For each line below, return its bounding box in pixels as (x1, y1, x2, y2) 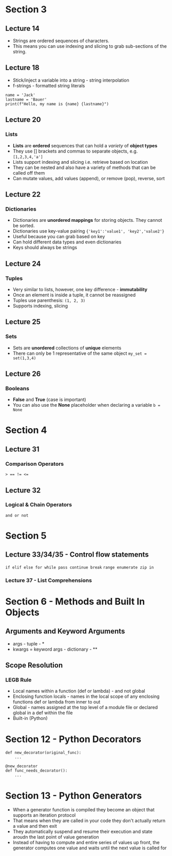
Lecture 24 (5, 259, 41, 268)
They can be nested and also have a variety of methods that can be (12, 164, 156, 170)
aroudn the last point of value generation (12, 834, 99, 840)
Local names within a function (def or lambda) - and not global (12, 688, 145, 694)
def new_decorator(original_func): (5, 750, 82, 755)
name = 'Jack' (5, 92, 36, 98)
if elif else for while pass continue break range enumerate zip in (5, 565, 154, 570)
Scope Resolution (5, 661, 63, 670)
